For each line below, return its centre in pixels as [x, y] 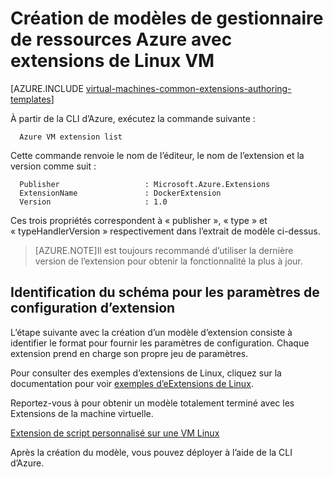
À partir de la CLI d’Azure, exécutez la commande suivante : [133, 118]
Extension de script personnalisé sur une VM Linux [115, 433]
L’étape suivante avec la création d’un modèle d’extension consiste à [151, 332]
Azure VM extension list [71, 137]
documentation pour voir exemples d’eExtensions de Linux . [132, 383]
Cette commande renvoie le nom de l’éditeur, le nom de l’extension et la [157, 155]
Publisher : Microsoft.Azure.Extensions [145, 184]
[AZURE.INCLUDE [47, 88]
